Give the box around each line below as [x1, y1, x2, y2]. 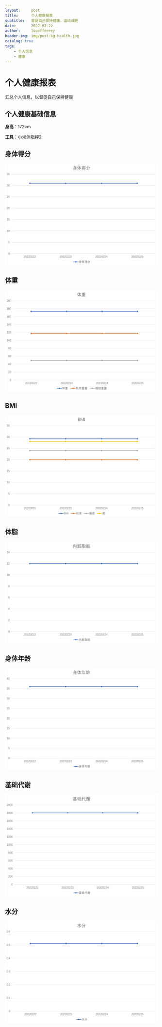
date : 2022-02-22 [5, 23, 53, 28]
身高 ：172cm [5, 124, 31, 130]
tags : [5, 44, 16, 49]
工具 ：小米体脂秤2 [5, 134, 42, 140]
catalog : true [5, 39, 34, 44]
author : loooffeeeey [5, 28, 55, 34]
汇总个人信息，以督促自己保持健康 [5, 94, 73, 100]
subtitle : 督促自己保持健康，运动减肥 [5, 18, 79, 23]
